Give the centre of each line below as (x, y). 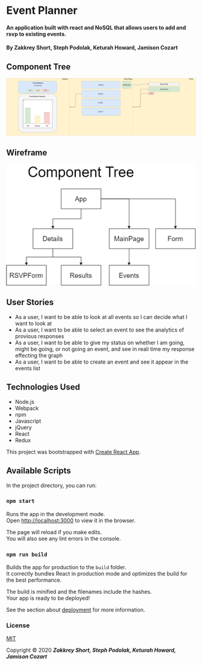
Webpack (27, 408)
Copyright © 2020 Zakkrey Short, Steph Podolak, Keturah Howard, (91, 650)
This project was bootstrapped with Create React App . (74, 452)
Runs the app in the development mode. (56, 514)
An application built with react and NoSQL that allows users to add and (96, 27)
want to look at (33, 323)
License (18, 626)
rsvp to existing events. (36, 34)
